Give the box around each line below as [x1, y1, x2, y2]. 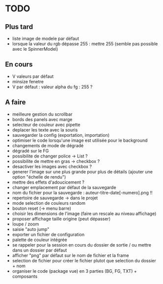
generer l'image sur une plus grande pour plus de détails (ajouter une [12, 168, 153, 175]
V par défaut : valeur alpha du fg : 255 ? [12, 84, 93, 90]
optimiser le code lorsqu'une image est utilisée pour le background [12, 137, 148, 143]
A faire [5, 98, 26, 106]
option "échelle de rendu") [12, 174, 66, 180]
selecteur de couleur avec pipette [12, 122, 81, 127]
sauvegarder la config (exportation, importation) [12, 132, 109, 138]
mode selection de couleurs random [12, 200, 86, 206]
